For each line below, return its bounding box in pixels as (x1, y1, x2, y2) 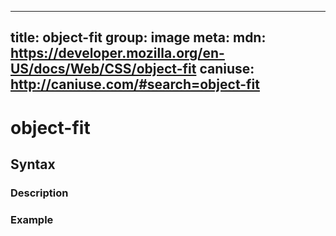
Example (10, 212, 54, 226)
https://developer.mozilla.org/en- (10, 45, 225, 62)
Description (10, 186, 69, 200)
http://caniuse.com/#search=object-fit (10, 76, 260, 93)
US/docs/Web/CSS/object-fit (10, 61, 197, 78)
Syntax (10, 156, 56, 173)
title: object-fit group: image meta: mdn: (10, 29, 267, 46)
